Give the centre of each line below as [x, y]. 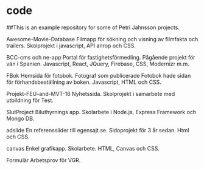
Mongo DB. [20, 118]
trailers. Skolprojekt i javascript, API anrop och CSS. [71, 46]
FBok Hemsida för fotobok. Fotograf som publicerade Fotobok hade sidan [99, 75]
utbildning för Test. [30, 100]
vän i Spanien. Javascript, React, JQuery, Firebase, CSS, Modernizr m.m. [98, 64]
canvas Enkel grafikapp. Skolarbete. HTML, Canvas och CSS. [83, 148]
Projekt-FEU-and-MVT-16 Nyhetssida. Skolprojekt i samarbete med [91, 93]
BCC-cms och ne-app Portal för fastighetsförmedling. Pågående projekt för [101, 57]
